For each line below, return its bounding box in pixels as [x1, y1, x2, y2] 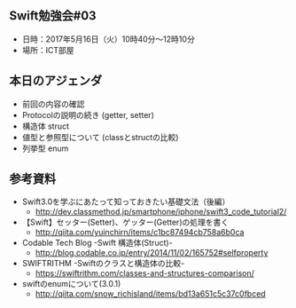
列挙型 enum [21, 143, 69, 154]
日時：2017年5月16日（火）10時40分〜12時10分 [21, 34, 195, 44]
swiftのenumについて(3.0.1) [21, 279, 121, 289]
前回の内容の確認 [21, 99, 85, 109]
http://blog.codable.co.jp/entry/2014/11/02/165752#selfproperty [35, 248, 269, 258]
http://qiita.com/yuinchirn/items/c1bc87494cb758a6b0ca [35, 227, 245, 238]
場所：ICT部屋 [21, 44, 74, 55]
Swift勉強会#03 [9, 8, 97, 24]
